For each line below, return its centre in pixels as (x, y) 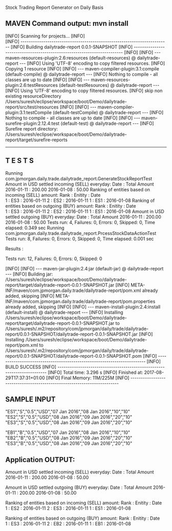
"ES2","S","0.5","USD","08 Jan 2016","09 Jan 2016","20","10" (69, 417)
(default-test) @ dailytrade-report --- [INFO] (107, 123)
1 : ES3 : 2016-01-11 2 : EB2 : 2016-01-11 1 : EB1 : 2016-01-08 (68, 524)
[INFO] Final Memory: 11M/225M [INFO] (88, 378)
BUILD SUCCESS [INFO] (31, 367)
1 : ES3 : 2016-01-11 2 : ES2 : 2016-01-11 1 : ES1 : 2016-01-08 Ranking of (80, 200)
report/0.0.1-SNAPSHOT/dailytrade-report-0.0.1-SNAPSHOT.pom (73, 356)
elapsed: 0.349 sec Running (35, 228)
